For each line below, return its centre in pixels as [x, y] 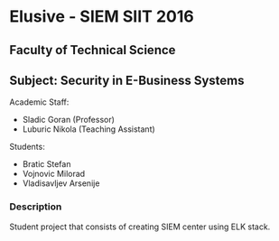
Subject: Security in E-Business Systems [127, 80]
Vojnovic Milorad [54, 174]
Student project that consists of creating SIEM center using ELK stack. [140, 227]
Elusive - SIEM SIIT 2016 [102, 17]
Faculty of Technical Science [93, 50]
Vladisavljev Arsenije [61, 183]
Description [36, 207]
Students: [27, 147]
